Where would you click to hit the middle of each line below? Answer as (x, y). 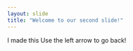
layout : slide (28, 14)
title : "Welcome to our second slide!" (65, 20)
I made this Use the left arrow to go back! (67, 40)
